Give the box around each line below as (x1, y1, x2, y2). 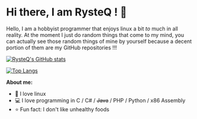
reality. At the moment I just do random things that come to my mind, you (6, 31, 185, 38)
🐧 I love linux (14, 90, 46, 97)
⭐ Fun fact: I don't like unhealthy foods (14, 105, 110, 112)
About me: (6, 79, 33, 86)
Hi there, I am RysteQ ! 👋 (6, 5, 128, 19)
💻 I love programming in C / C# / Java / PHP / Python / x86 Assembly (14, 96, 186, 104)
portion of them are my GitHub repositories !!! (6, 44, 117, 51)
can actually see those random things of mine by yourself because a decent (6, 37, 192, 45)
